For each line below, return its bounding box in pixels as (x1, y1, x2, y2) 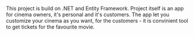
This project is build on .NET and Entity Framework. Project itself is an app (6, 5, 184, 12)
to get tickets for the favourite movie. (6, 23, 95, 30)
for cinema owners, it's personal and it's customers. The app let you (6, 11, 170, 18)
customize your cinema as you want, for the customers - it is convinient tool (6, 17, 188, 24)
